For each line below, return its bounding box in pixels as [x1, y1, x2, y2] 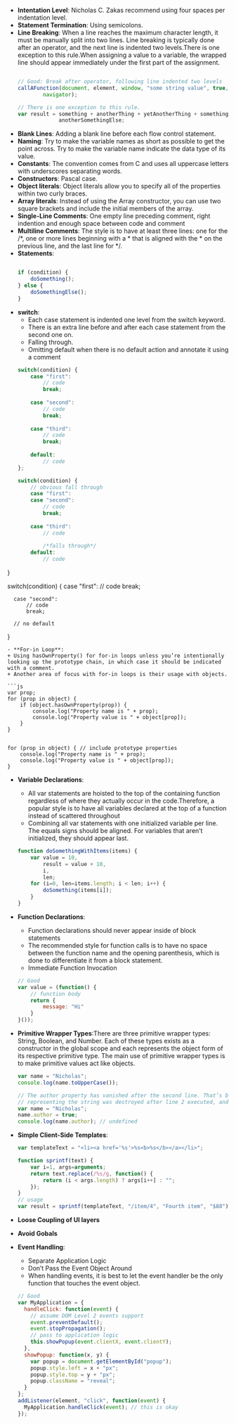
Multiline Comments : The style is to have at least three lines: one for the [17, 227, 228, 235]
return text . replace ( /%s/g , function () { [30, 1170, 153, 1177]
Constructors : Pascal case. [17, 174, 98, 183]
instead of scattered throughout [27, 812, 121, 820]
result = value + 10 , [43, 860, 107, 867]
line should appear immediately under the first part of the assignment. [17, 58, 220, 66]
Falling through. [27, 338, 74, 346]
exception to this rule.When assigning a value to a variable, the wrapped [17, 51, 227, 59]
